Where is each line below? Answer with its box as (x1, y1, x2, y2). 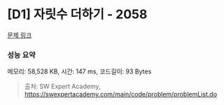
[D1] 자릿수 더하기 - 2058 (7, 6, 148, 22)
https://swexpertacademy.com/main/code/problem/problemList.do (24, 90, 218, 99)
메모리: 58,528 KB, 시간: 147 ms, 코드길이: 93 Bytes (7, 67, 152, 76)
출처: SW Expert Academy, (24, 82, 101, 91)
